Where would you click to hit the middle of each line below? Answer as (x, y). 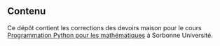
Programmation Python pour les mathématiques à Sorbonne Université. (110, 35)
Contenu (27, 11)
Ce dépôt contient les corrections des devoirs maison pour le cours (104, 27)
